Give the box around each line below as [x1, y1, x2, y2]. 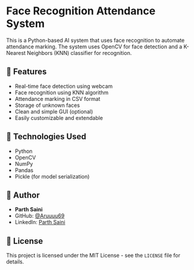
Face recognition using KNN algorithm [14, 88, 109, 96]
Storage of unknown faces [14, 102, 80, 109]
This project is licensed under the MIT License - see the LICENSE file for [6, 252, 180, 259]
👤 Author [6, 190, 40, 200]
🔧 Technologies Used [6, 131, 86, 142]
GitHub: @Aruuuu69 [14, 212, 65, 219]
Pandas [14, 166, 34, 174]
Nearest [6, 49, 26, 56]
